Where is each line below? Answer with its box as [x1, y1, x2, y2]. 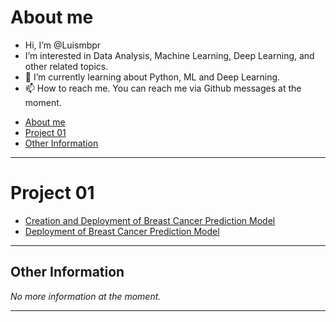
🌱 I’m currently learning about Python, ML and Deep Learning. [24, 71, 281, 83]
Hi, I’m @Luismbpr [24, 39, 102, 51]
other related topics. [24, 60, 109, 72]
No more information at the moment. [10, 290, 162, 302]
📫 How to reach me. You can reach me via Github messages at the [24, 82, 302, 94]
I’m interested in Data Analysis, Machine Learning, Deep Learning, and [24, 49, 315, 61]
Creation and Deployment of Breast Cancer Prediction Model [24, 214, 276, 226]
